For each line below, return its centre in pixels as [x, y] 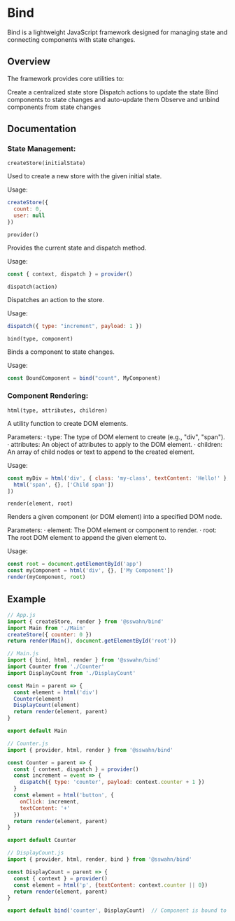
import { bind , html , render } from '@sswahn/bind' [84, 660]
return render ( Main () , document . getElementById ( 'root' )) [92, 641]
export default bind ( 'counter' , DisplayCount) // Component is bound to [117, 911]
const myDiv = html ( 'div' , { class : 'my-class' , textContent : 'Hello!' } [117, 478]
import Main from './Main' [47, 628]
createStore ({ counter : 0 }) [50, 634]
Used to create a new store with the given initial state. [85, 176]
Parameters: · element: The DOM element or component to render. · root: [112, 530]
